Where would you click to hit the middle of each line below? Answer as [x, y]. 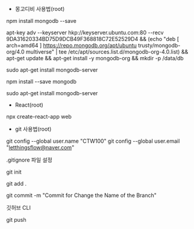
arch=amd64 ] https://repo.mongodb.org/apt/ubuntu [72, 45]
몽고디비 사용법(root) [40, 9]
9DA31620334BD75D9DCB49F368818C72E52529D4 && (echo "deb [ [93, 39]
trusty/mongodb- [159, 45]
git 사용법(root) [33, 129]
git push [17, 220]
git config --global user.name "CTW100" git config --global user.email [93, 141]
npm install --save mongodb [41, 81]
